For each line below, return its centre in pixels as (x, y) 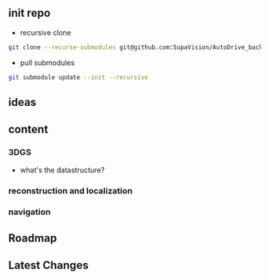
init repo (29, 13)
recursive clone (46, 32)
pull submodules (47, 63)
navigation (30, 212)
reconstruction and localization (70, 190)
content (28, 130)
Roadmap (33, 238)
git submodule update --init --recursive (78, 77)
